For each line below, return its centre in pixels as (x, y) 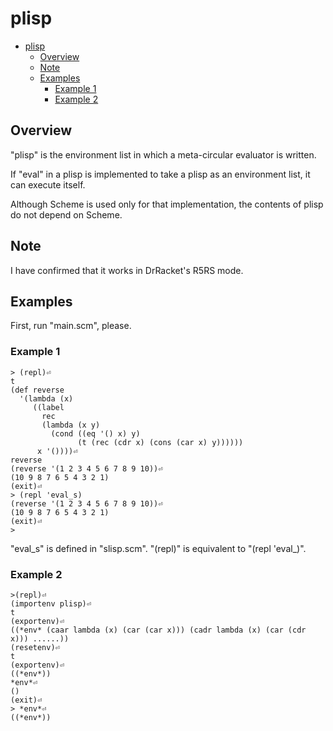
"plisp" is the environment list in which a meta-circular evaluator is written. (163, 154)
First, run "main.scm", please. (71, 326)
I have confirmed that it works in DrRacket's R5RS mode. (127, 270)
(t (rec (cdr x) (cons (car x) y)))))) (160, 442)
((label (48, 407)
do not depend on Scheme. (66, 214)
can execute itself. (48, 184)
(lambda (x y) (71, 425)
